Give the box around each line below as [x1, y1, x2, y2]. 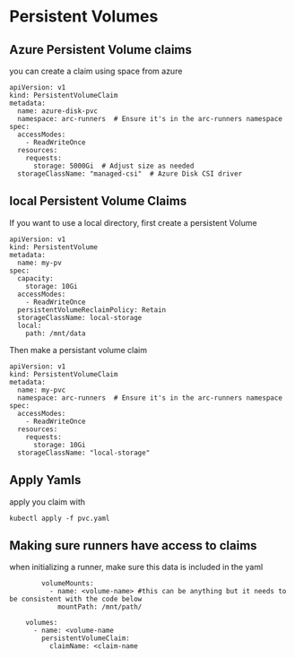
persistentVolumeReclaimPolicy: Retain [17, 305, 167, 315]
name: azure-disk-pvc [17, 107, 99, 116]
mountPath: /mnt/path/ [56, 602, 143, 611]
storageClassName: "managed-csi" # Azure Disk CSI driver [17, 169, 243, 178]
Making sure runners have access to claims [9, 538, 257, 553]
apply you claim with [9, 496, 86, 507]
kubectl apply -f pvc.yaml [9, 514, 110, 523]
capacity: [17, 273, 54, 283]
